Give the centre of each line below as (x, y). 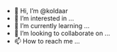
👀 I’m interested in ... (44, 18)
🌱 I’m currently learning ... (52, 26)
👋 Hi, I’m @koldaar (41, 11)
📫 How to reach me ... (47, 41)
